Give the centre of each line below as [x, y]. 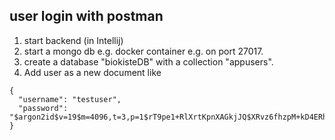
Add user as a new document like [92, 72]
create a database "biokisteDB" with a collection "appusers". [148, 61]
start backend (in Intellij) [73, 40]
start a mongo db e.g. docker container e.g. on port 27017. [143, 51]
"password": [43, 108]
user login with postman [86, 16]
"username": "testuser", [70, 99]
